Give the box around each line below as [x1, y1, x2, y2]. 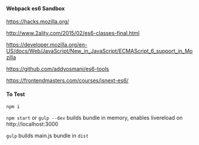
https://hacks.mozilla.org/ [6, 18, 70, 25]
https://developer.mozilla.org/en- [6, 41, 88, 48]
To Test [6, 90, 25, 98]
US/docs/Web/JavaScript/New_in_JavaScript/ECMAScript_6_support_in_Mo [6, 48, 193, 55]
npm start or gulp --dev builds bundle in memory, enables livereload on [6, 114, 183, 122]
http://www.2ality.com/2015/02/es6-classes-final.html [6, 30, 140, 37]
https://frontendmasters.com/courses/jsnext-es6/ [6, 77, 129, 84]
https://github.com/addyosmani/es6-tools [6, 66, 109, 73]
